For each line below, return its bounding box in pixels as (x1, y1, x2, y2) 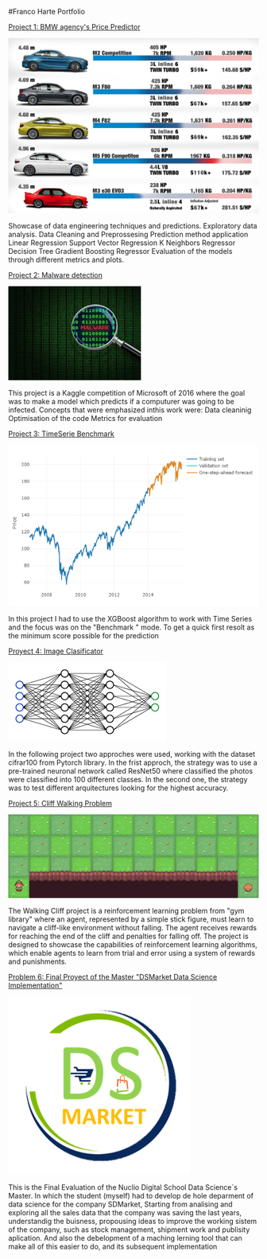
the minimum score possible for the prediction (8, 630, 159, 640)
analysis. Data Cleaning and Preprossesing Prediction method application (8, 229, 249, 239)
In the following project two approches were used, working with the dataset (8, 749, 256, 758)
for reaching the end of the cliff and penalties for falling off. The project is (8, 931, 249, 941)
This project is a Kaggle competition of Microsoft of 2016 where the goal (8, 388, 246, 397)
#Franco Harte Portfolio (8, 7, 86, 16)
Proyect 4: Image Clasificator (8, 646, 103, 656)
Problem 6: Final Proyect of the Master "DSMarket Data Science (8, 972, 218, 981)
